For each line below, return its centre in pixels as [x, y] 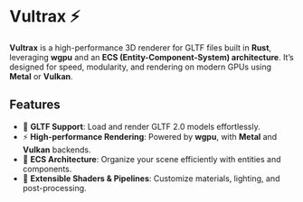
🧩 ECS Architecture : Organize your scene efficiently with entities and [152, 159]
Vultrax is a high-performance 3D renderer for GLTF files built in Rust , [141, 47]
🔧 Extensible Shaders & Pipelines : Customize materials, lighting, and [151, 178]
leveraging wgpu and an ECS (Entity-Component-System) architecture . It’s [151, 57]
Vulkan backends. [57, 150]
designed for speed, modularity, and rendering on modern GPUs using [141, 67]
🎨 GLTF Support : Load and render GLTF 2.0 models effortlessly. [141, 126]
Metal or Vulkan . [42, 76]
